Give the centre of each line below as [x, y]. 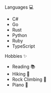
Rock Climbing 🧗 [29, 79]
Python [19, 35]
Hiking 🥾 [21, 74]
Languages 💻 [19, 7]
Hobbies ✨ [16, 56]
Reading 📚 [24, 66]
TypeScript [23, 46]
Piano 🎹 [20, 85]
